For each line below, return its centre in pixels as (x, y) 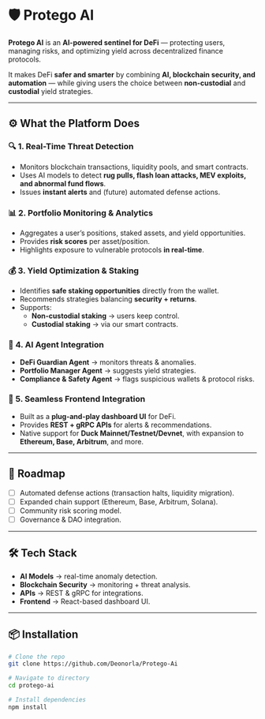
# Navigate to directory (49, 678)
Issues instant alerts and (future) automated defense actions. (120, 192)
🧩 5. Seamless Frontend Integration (77, 399)
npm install (28, 707)
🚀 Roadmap (37, 474)
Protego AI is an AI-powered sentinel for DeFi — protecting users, (117, 42)
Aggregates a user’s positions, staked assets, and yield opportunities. (132, 233)
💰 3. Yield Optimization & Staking (74, 271)
